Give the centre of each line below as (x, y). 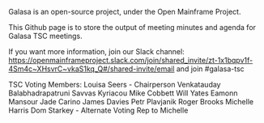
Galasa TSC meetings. (45, 36)
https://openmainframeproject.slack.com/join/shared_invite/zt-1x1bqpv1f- (131, 60)
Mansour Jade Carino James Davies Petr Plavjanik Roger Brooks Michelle (131, 102)
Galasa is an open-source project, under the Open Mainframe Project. (125, 12)
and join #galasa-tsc (210, 69)
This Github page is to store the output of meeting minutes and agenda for (132, 27)
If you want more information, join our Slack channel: (96, 51)
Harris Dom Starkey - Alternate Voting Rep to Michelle (98, 110)
